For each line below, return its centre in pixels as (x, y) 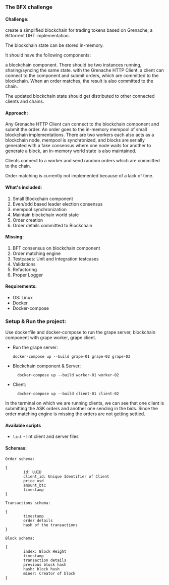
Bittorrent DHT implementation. (38, 36)
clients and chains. (25, 101)
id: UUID (33, 472)
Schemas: (16, 448)
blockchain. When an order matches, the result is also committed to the (79, 81)
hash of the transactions (51, 525)
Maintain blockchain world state (46, 215)
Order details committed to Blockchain (52, 225)
